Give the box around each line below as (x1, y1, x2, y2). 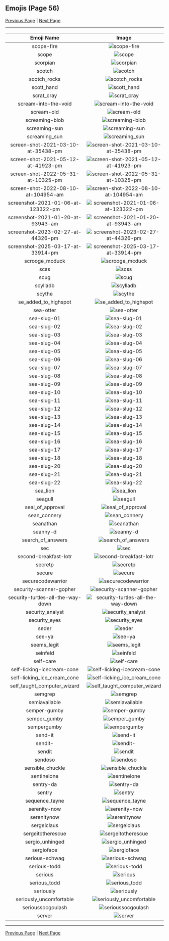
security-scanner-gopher (14, 585, 76, 592)
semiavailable (28, 699, 61, 706)
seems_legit (30, 641, 59, 648)
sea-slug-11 (29, 397, 61, 404)
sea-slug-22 (29, 479, 61, 486)
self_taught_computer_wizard (10, 682, 79, 689)
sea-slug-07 (29, 364, 61, 371)
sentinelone (31, 772, 59, 779)
